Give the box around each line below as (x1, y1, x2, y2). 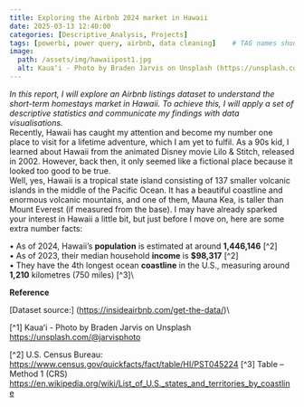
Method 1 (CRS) (9, 368, 68, 379)
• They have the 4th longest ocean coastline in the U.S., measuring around (9, 260, 290, 270)
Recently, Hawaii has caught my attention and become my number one (9, 127, 273, 137)
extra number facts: (9, 222, 83, 233)
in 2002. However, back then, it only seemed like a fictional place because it (9, 156, 293, 166)
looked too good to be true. (9, 165, 111, 176)
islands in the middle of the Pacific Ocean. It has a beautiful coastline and (9, 185, 283, 195)
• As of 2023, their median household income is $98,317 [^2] (9, 250, 239, 260)
